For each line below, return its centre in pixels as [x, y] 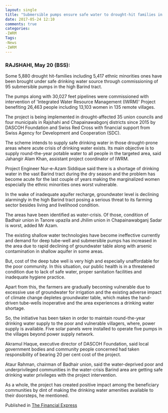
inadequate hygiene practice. [35, 277]
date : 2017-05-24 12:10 [30, 19]
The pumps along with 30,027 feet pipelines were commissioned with [77, 96]
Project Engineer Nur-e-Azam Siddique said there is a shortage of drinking [82, 168]
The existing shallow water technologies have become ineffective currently [83, 235]
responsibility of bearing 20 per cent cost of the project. [63, 354]
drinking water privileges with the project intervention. [61, 375]
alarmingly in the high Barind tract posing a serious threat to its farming [79, 199]
